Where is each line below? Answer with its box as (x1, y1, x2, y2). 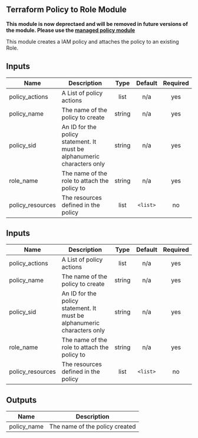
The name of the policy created (49, 423, 136, 431)
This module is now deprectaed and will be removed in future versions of (6, 20, 189, 27)
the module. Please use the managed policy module (6, 27, 136, 34)
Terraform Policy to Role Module (6, 5, 127, 15)
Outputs (6, 395, 37, 405)
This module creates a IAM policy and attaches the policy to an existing (6, 38, 179, 45)
